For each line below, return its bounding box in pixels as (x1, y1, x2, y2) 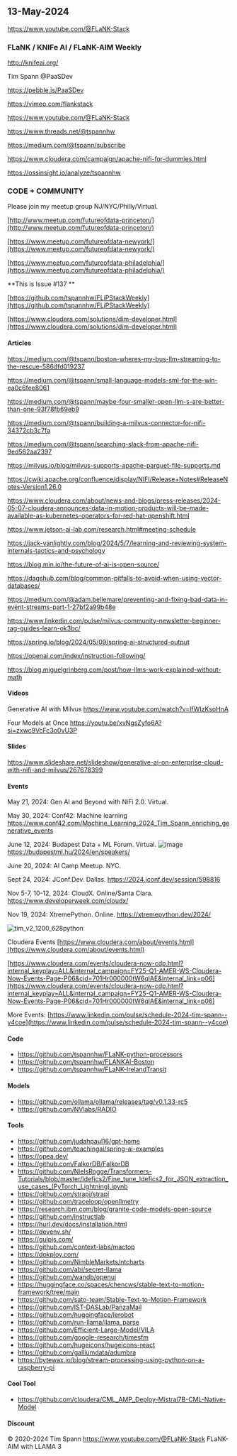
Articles (7, 339, 32, 347)
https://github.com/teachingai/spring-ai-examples (17, 1144, 164, 1153)
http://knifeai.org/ (7, 58, 59, 67)
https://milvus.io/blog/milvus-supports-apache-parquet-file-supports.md (7, 461, 221, 469)
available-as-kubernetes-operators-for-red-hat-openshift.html (7, 511, 190, 520)
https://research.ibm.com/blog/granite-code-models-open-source (17, 1205, 212, 1213)
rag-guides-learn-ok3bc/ (7, 624, 81, 633)
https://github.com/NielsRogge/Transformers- (17, 1167, 152, 1176)
